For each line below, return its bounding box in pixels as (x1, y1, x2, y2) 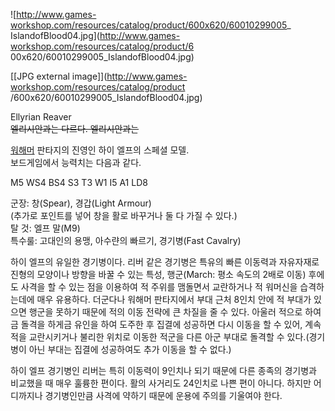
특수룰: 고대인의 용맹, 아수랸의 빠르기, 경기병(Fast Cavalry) (10, 235, 242, 246)
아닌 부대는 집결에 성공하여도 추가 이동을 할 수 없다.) (28, 344, 232, 355)
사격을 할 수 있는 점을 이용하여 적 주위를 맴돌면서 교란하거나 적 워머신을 (20, 281, 298, 293)
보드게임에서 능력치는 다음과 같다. (10, 157, 142, 168)
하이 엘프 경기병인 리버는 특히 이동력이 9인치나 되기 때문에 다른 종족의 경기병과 (10, 365, 317, 376)
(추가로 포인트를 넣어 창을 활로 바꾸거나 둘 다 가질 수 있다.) (10, 210, 238, 221)
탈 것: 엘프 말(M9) (10, 222, 81, 234)
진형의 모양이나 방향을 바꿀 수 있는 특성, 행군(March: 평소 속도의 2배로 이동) (10, 269, 307, 280)
